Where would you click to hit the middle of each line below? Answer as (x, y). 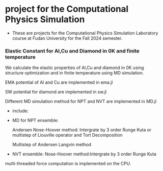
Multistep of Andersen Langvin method (52, 145)
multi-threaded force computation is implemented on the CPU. (68, 164)
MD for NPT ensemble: (35, 121)
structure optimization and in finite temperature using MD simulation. (74, 73)
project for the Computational (67, 9)
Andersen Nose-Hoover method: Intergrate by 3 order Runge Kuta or (82, 130)
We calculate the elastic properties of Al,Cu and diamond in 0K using (75, 68)
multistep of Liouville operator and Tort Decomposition (67, 135)
